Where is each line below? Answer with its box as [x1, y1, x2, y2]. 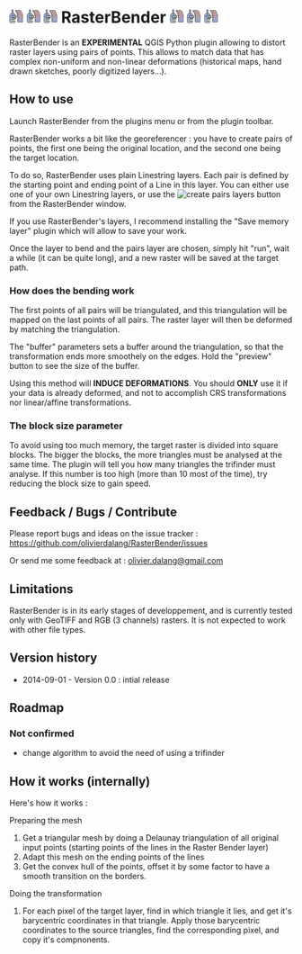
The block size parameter [9, 419, 123, 432]
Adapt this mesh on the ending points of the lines [22, 851, 205, 862]
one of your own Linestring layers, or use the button [9, 188, 281, 200]
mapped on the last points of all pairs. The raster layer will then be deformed [9, 314, 293, 326]
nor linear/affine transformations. [9, 397, 132, 408]
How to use [9, 92, 74, 107]
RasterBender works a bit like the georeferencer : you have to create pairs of [9, 133, 293, 144]
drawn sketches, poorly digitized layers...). [9, 66, 167, 76]
